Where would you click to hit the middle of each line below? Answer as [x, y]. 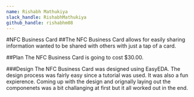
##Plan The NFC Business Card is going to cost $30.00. [75, 58]
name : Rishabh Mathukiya [37, 12]
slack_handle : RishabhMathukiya [46, 17]
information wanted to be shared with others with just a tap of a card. [91, 46]
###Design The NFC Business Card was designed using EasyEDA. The [93, 69]
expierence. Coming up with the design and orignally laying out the [89, 82]
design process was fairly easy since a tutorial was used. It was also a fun [97, 76]
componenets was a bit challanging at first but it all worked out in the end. [97, 88]
